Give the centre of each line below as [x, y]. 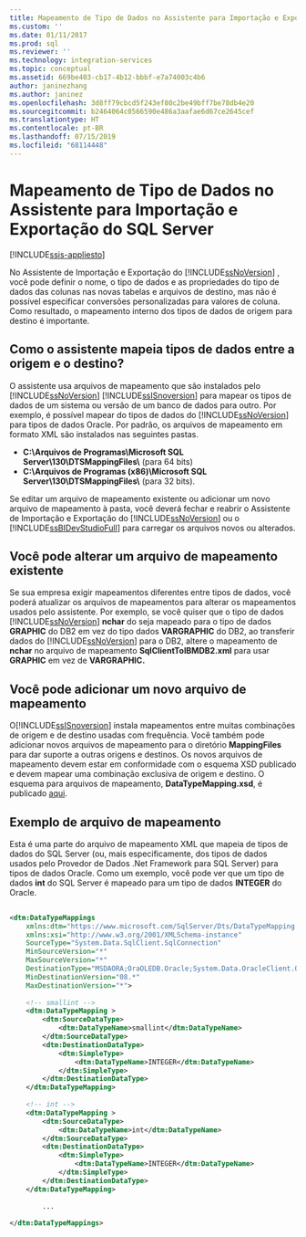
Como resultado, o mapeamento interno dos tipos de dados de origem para [151, 310]
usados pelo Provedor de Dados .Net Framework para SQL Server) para [144, 863]
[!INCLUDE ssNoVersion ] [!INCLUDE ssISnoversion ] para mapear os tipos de [150, 395]
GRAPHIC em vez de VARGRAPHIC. [77, 660]
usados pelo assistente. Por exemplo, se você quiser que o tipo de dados [147, 612]
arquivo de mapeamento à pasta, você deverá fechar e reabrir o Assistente [150, 508]
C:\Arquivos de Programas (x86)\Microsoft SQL [115, 471]
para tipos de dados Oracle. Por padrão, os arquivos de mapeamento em [146, 425]
